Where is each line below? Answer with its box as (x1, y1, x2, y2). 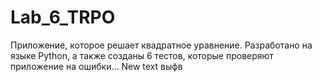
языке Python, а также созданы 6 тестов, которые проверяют (10, 49, 274, 61)
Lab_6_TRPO (10, 6, 116, 29)
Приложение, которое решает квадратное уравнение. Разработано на (10, 39, 313, 51)
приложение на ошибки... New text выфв (10, 60, 183, 72)
